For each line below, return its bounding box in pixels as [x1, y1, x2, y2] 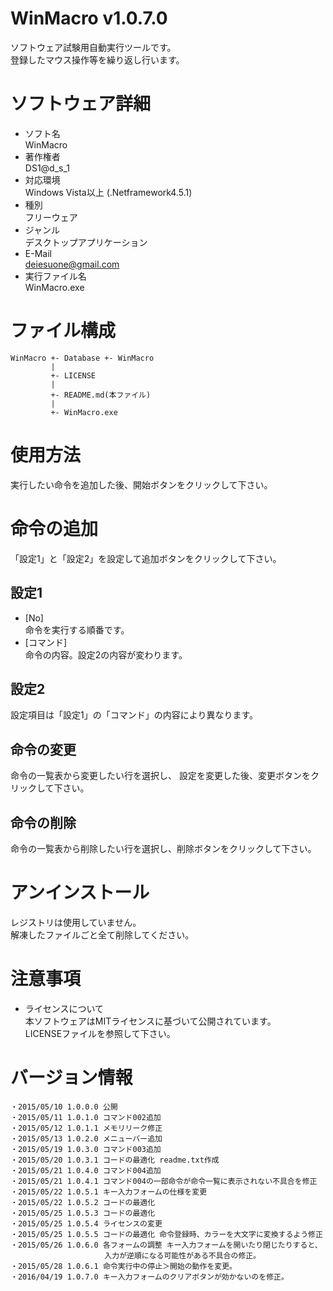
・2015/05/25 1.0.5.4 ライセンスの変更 [10, 1218, 163, 1229]
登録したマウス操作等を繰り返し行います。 [10, 53, 185, 66]
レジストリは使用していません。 [10, 916, 142, 928]
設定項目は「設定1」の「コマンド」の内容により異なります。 [10, 709, 259, 721]
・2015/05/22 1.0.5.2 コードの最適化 [10, 1197, 156, 1207]
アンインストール [10, 882, 150, 904]
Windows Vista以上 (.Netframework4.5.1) [24, 186, 193, 198]
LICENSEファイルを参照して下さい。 [24, 1027, 176, 1039]
